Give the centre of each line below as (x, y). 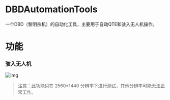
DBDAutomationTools (51, 9)
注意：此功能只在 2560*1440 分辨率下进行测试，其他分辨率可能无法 (89, 86)
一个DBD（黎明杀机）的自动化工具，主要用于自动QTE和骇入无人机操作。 (81, 24)
